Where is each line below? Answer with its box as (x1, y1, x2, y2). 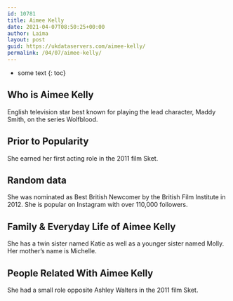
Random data (7, 174, 67, 186)
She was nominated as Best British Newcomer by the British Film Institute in (7, 193, 226, 201)
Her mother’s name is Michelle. (7, 247, 97, 255)
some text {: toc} (17, 68, 67, 77)
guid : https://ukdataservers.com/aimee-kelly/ (7, 43, 146, 50)
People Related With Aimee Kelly (7, 267, 154, 279)
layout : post (7, 36, 46, 44)
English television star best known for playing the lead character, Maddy (7, 107, 216, 116)
